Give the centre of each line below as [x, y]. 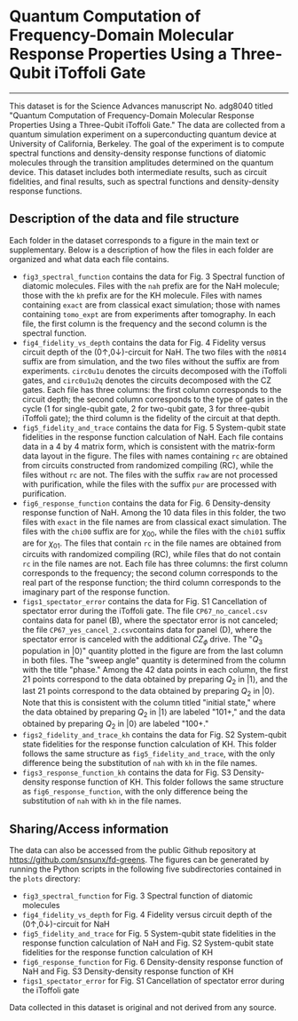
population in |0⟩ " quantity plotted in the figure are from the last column [153, 651]
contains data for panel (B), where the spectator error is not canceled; [150, 620]
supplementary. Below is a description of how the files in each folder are [141, 250]
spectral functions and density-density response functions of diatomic [138, 153]
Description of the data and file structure [124, 219]
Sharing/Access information [89, 829]
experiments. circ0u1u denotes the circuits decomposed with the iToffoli [154, 371]
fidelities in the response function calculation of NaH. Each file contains [153, 436]
